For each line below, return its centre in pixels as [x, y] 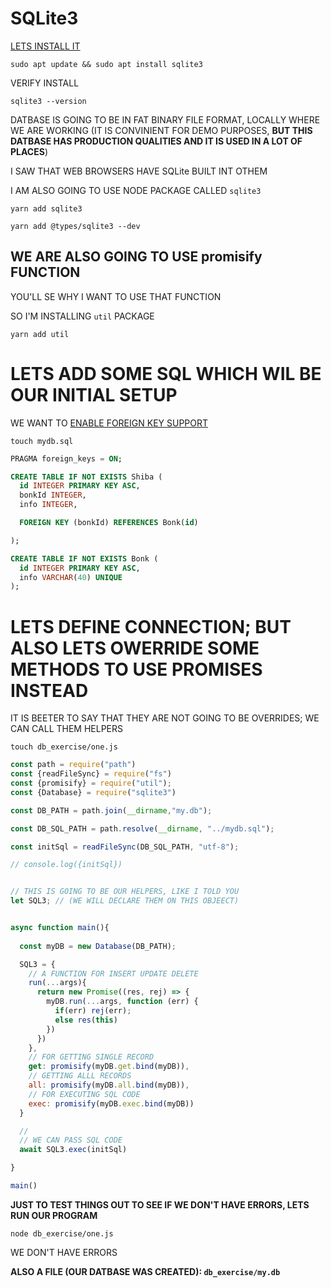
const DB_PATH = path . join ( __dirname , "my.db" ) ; [111, 810]
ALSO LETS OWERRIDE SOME [135, 648]
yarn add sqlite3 [46, 208]
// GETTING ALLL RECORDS [80, 1076]
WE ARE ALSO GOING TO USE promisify [136, 257]
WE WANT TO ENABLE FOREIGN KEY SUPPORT [109, 423]
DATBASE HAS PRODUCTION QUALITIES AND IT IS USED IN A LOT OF [156, 141]
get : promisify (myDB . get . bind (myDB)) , [109, 1067]
